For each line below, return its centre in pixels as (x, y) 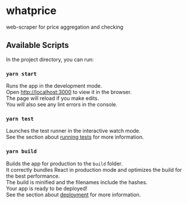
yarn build (21, 151)
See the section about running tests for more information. (75, 137)
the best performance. (33, 176)
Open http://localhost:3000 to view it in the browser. (69, 92)
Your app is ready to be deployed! (47, 188)
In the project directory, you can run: (50, 59)
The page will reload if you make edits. (53, 98)
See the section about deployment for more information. (74, 195)
